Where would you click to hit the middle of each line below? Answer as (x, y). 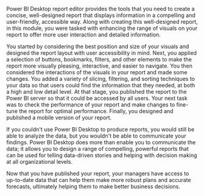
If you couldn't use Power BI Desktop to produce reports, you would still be (100, 129)
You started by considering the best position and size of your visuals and (98, 46)
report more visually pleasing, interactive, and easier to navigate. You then (100, 66)
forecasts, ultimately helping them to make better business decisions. (93, 186)
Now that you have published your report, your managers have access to (98, 173)
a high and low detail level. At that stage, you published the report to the (97, 92)
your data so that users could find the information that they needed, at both (101, 85)
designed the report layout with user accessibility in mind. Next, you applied (101, 53)
